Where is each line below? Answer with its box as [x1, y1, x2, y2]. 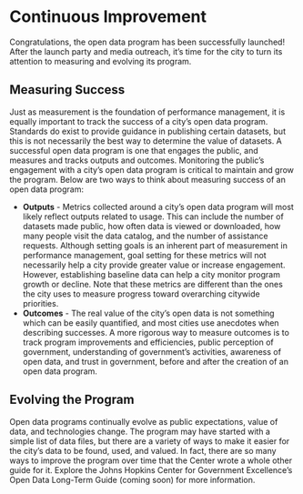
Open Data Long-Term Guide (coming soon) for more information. [9, 474, 256, 485]
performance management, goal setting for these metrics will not [22, 249, 267, 260]
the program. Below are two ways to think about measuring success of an [9, 174, 287, 185]
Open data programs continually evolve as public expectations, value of [9, 416, 278, 427]
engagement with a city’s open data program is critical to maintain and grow [9, 164, 294, 175]
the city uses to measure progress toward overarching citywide [22, 288, 261, 299]
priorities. [22, 297, 59, 308]
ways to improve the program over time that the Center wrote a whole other [9, 455, 293, 466]
